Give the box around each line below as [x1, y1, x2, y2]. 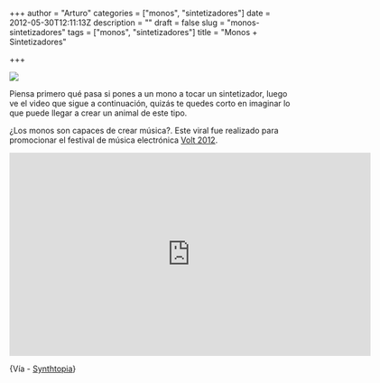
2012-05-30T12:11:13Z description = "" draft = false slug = [9, 17, 226, 28]
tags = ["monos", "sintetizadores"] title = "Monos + [67, 27, 258, 37]
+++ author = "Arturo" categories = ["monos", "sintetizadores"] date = [9, 8, 271, 18]
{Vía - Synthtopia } [9, 363, 77, 374]
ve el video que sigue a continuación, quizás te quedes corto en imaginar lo [9, 98, 291, 108]
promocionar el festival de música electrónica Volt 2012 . [9, 135, 218, 145]
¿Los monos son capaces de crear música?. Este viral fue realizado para [9, 126, 279, 135]
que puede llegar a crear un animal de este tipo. [9, 107, 188, 118]
